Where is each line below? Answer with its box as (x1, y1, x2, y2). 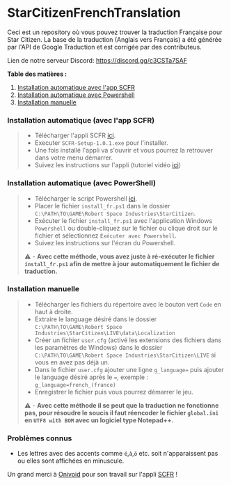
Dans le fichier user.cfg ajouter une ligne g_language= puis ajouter (34, 365, 224, 374)
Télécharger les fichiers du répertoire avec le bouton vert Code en (34, 300, 221, 308)
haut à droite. (34, 307, 73, 316)
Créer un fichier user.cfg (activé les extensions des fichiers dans (34, 336, 221, 344)
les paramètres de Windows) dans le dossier (34, 343, 163, 351)
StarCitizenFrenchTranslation (7, 5, 181, 21)
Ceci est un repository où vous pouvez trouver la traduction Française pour (7, 28, 223, 36)
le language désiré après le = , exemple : (34, 373, 148, 381)
